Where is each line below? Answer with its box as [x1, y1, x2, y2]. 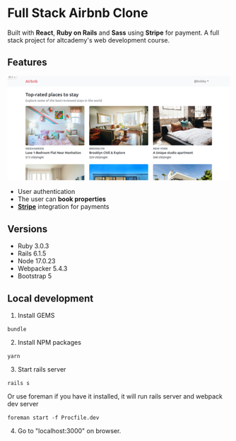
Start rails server [17, 365, 66, 374]
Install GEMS [17, 311, 55, 320]
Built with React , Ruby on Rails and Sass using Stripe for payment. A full [7, 28, 220, 37]
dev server [7, 400, 39, 408]
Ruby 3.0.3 [17, 242, 49, 251]
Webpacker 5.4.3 [17, 264, 68, 273]
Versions [7, 223, 48, 235]
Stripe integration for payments [17, 202, 110, 211]
